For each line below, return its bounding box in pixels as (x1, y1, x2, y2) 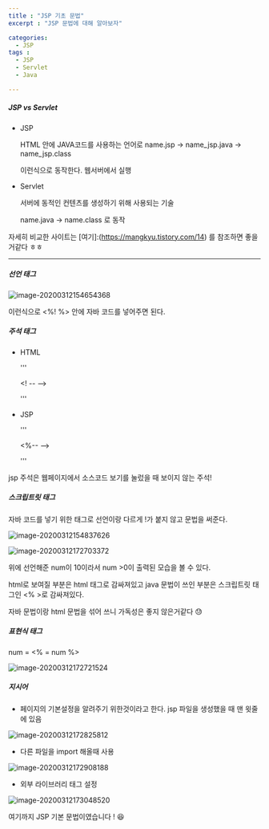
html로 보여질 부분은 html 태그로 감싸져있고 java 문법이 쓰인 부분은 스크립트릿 (8, 579, 251, 589)
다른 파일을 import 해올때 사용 (19, 746, 114, 756)
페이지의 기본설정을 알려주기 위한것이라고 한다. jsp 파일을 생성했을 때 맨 (19, 704, 244, 713)
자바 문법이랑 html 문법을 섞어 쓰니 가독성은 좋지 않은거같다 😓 (8, 607, 203, 616)
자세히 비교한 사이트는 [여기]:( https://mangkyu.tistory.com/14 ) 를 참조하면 (8, 232, 243, 242)
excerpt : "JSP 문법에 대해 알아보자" (8, 19, 122, 27)
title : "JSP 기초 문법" (8, 11, 85, 20)
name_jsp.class (19, 148, 72, 158)
